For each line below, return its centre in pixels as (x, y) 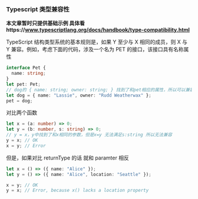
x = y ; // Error (26, 145)
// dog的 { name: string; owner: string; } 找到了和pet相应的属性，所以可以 (96, 89)
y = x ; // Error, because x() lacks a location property (77, 190)
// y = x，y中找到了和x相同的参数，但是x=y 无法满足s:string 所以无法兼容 (89, 135)
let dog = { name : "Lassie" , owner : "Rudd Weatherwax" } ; (79, 95)
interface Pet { (26, 68)
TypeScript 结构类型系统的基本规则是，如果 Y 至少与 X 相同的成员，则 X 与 (97, 42)
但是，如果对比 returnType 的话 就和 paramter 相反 (68, 158)
